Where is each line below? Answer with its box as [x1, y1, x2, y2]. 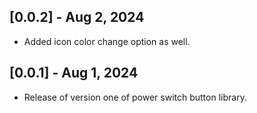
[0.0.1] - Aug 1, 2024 [9, 65, 139, 82]
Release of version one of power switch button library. [23, 91, 247, 103]
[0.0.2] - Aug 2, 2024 [9, 9, 145, 26]
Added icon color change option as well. [23, 35, 191, 47]
